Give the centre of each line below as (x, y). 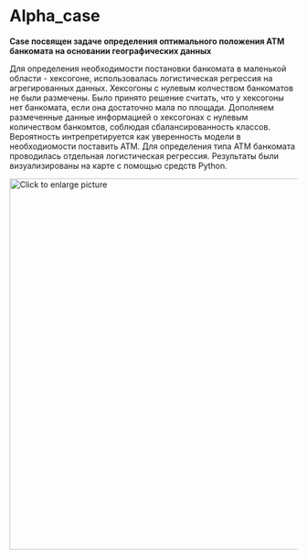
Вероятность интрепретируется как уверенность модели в (125, 136)
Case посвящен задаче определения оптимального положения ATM (147, 41)
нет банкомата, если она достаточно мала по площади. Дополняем (142, 107)
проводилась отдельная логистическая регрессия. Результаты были (144, 155)
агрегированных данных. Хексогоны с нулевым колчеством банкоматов (152, 88)
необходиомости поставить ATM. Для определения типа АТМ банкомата (152, 146)
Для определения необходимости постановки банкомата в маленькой (148, 69)
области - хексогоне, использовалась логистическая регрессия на (141, 78)
